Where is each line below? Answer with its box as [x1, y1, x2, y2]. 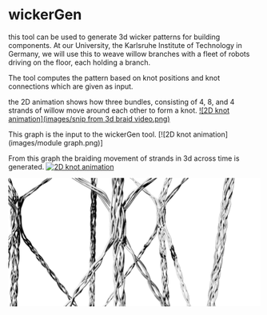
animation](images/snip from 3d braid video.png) [8, 114, 170, 123]
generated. [8, 161, 45, 171]
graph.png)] [63, 138, 104, 147]
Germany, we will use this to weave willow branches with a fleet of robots [8, 49, 250, 58]
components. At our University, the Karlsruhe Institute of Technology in [8, 40, 242, 50]
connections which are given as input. [8, 82, 133, 91]
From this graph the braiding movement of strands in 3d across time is [8, 154, 240, 163]
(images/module [8, 138, 62, 147]
